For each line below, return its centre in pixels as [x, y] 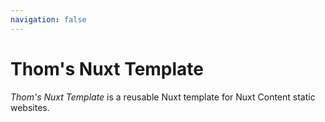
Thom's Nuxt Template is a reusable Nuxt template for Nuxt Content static [163, 97]
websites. [30, 107]
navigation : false [48, 19]
